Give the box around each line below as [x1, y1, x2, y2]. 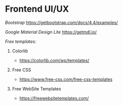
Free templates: [5, 38, 36, 44]
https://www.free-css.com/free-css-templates [19, 76, 113, 82]
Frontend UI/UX [5, 3, 69, 15]
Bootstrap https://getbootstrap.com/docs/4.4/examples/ [5, 20, 118, 25]
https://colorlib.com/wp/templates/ [19, 57, 89, 63]
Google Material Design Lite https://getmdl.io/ [5, 29, 97, 35]
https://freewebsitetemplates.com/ [19, 95, 89, 101]
